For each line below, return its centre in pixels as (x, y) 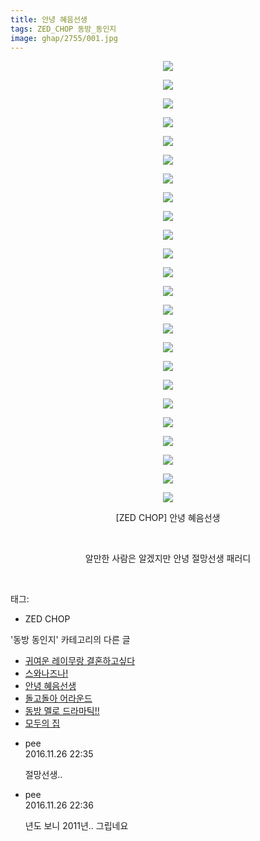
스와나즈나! (46, 673)
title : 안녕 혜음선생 (49, 19)
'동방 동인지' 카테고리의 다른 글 (70, 640)
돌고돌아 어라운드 (58, 698)
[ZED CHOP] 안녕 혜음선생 (168, 518)
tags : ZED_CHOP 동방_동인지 (63, 29)
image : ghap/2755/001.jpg (64, 38)
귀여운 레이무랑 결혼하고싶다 (80, 661)
